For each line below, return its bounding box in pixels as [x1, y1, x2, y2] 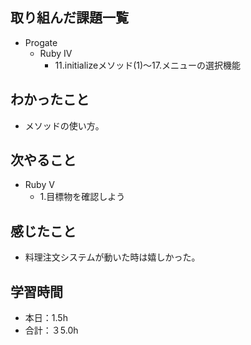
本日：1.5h [24, 312, 68, 324]
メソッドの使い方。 [24, 119, 105, 132]
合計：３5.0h [24, 324, 79, 337]
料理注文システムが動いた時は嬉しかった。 [24, 251, 201, 263]
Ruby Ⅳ [39, 47, 73, 59]
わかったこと [10, 91, 90, 108]
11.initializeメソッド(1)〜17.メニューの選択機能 [54, 59, 241, 71]
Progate [24, 36, 58, 48]
